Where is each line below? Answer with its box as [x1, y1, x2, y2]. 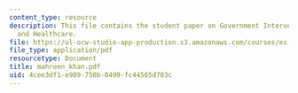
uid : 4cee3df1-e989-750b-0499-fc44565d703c [9, 71, 173, 80]
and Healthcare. [17, 29, 77, 38]
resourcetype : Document [9, 54, 98, 63]
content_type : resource [9, 12, 98, 22]
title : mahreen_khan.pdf [9, 63, 101, 72]
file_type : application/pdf [9, 46, 114, 55]
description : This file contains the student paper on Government [9, 21, 260, 30]
